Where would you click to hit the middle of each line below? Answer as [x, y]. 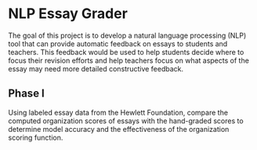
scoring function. [36, 137]
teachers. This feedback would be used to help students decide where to [126, 52]
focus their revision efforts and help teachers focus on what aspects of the [128, 60]
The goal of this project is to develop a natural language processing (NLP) [127, 35]
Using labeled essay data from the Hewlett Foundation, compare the [118, 112]
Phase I [27, 94]
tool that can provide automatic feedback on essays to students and [118, 43]
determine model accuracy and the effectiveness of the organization [119, 129]
